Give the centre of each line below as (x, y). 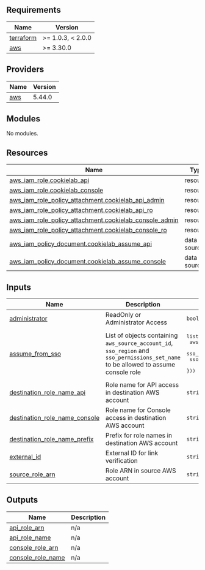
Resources (27, 153)
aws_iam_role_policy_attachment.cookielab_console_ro (88, 230)
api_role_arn (27, 528)
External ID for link (132, 453)
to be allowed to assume (141, 364)
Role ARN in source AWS (141, 471)
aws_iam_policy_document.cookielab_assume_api (81, 244)
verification (122, 461)
